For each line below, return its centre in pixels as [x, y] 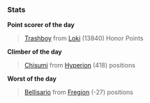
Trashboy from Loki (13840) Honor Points [84, 38]
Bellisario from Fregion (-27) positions [79, 93]
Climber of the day [35, 52]
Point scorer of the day [41, 25]
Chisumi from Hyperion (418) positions [80, 65]
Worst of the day [32, 79]
